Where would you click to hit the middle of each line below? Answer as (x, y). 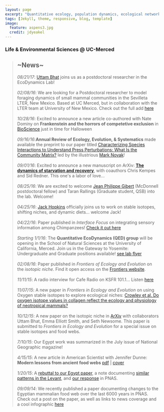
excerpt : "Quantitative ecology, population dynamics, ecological (74, 14)
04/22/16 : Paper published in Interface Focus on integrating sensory (86, 222)
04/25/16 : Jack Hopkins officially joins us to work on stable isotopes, (86, 207)
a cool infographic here (41, 404)
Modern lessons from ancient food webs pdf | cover (71, 363)
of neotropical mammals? (42, 305)
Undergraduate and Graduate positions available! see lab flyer (79, 253)
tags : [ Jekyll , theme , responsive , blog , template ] (59, 19)
